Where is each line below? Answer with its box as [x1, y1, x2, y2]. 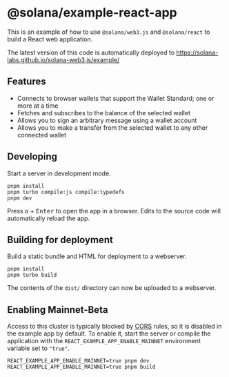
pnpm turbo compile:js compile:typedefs [7, 188, 126, 195]
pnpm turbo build [7, 271, 57, 279]
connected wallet [17, 130, 67, 139]
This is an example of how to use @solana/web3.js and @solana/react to [7, 28, 210, 36]
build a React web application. [7, 35, 93, 43]
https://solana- [176, 48, 219, 57]
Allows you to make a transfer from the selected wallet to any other [17, 123, 208, 132]
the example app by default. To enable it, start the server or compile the [7, 329, 211, 338]
